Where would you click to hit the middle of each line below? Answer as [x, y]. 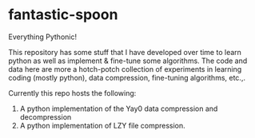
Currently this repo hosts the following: [72, 93]
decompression [46, 116]
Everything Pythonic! [43, 37]
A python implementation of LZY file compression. [102, 125]
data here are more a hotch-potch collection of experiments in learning [125, 69]
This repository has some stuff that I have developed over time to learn [125, 52]
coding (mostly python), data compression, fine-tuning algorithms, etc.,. [127, 77]
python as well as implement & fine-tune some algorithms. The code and [128, 61]
